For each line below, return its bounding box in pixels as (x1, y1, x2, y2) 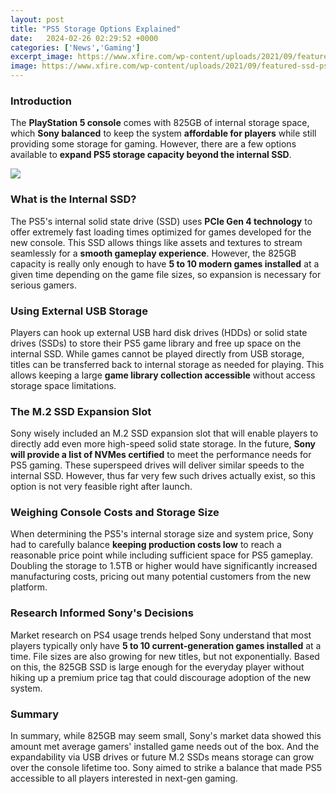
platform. (10, 581, 48, 593)
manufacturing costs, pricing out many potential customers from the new (10, 571, 312, 583)
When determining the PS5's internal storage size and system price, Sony (10, 528, 314, 540)
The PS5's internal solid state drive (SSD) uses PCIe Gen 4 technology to (10, 215, 313, 227)
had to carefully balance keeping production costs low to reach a (10, 539, 282, 551)
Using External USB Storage (10, 304, 148, 318)
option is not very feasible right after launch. (10, 481, 193, 493)
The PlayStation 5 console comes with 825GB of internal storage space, (10, 117, 310, 129)
